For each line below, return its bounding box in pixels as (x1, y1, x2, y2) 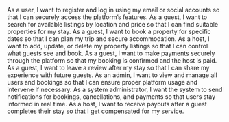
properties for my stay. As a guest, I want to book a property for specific (7, 27, 211, 35)
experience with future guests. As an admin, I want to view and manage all (7, 71, 217, 79)
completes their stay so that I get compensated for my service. (7, 107, 184, 115)
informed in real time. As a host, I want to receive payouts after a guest (7, 100, 207, 108)
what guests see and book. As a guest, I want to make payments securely (7, 49, 215, 57)
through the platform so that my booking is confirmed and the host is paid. (7, 57, 217, 64)
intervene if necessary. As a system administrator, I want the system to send (7, 85, 223, 93)
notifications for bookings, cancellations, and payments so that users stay (7, 93, 216, 101)
